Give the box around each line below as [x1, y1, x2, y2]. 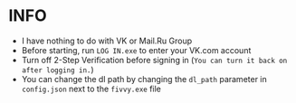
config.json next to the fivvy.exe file [21, 83, 162, 94]
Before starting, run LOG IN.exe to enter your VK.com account [21, 44, 252, 55]
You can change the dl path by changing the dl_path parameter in [21, 73, 268, 84]
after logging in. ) [21, 64, 94, 75]
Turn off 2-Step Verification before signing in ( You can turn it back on [21, 54, 288, 65]
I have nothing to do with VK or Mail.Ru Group [21, 35, 193, 46]
